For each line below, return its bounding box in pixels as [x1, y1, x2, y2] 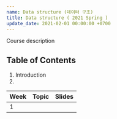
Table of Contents [6, 55, 77, 65]
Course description [6, 37, 55, 45]
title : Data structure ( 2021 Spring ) [6, 15, 108, 21]
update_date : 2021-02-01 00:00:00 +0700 [6, 20, 111, 26]
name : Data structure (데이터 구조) [6, 9, 94, 15]
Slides [55, 93, 74, 101]
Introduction [15, 71, 47, 79]
